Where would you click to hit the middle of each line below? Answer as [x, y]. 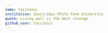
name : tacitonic [21, 9]
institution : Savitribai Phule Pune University [54, 14]
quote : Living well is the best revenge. [48, 18]
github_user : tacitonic [29, 23]
